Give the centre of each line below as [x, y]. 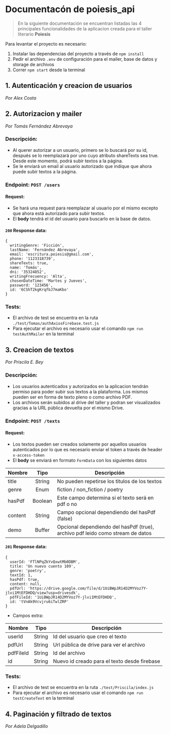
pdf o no [67, 504]
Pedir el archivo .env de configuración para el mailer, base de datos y [85, 59]
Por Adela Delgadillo [27, 726]
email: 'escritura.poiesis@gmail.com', [52, 254]
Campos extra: [28, 615]
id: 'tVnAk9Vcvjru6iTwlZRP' [39, 601]
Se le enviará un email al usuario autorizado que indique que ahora [82, 166]
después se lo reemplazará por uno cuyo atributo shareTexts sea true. [86, 155]
